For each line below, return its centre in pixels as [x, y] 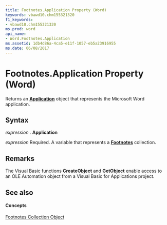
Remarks [20, 159]
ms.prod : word [21, 29]
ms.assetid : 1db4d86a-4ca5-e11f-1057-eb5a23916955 [61, 44]
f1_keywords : [19, 19]
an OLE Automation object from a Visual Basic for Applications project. [80, 176]
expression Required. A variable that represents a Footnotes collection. [81, 142]
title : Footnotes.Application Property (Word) [56, 10]
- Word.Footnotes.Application [38, 39]
